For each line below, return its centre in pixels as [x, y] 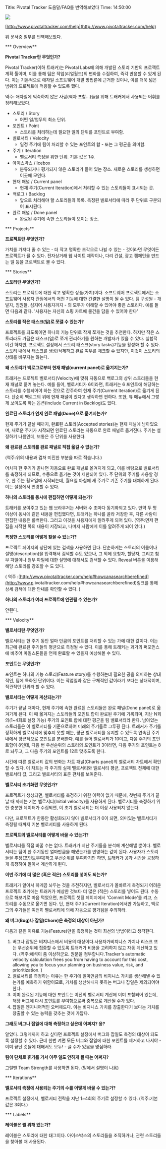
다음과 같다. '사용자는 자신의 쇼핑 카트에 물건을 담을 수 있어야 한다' [74, 311]
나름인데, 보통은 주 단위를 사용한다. [52, 436]
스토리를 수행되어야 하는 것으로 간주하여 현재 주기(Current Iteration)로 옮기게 [80, 390]
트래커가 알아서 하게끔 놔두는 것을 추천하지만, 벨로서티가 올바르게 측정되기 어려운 [83, 885]
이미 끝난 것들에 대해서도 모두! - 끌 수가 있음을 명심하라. [59, 1047]
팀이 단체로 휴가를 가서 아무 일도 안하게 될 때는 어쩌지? [57, 1057]
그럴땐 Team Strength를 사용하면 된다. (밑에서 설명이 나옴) [62, 1068]
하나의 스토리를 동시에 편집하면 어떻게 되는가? [49, 497]
